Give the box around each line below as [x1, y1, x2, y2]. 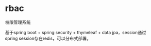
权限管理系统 [5, 19, 31, 25]
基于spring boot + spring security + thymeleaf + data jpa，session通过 [5, 29, 147, 35]
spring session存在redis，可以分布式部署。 [5, 35, 91, 41]
